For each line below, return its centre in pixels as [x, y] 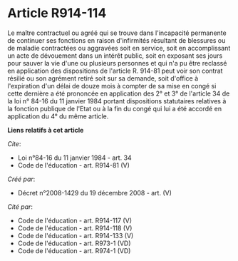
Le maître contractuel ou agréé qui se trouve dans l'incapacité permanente [117, 33]
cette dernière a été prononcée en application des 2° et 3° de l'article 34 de [119, 93]
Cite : [14, 143]
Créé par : [21, 179]
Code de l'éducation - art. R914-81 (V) [74, 165]
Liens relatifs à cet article [46, 130]
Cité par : [20, 206]
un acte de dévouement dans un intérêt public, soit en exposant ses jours [115, 56]
